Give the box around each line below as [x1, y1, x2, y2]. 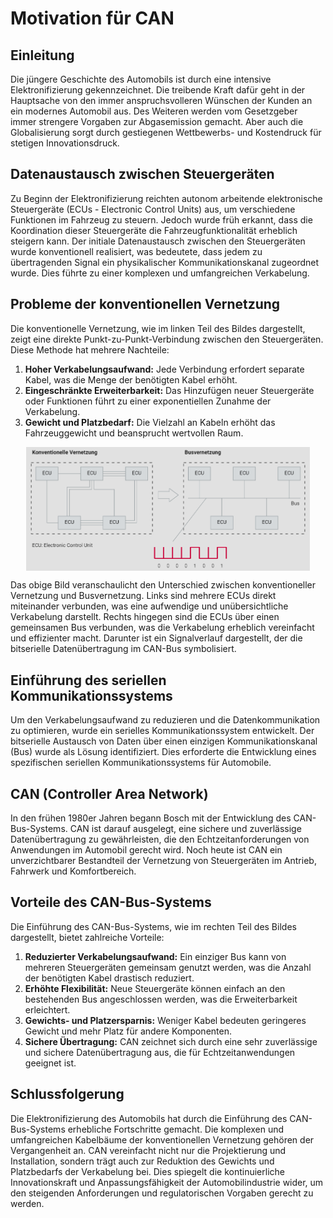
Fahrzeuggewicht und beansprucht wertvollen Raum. [24, 427, 244, 439]
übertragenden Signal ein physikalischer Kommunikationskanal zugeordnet [10, 256, 320, 268]
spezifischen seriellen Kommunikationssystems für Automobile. [10, 757, 272, 769]
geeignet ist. [24, 1057, 77, 1069]
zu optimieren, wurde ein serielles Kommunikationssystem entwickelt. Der [10, 725, 315, 737]
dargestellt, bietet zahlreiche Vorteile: [10, 931, 165, 943]
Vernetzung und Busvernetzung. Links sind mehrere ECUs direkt [10, 590, 277, 602]
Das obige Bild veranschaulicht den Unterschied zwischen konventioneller [10, 579, 317, 591]
